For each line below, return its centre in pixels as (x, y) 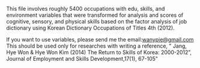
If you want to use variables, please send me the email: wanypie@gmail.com (100, 39)
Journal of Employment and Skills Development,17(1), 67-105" (82, 59)
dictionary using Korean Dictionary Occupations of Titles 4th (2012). (91, 28)
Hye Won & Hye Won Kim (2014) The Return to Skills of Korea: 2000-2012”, (99, 52)
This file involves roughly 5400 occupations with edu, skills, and (86, 9)
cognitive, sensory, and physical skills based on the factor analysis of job (97, 21)
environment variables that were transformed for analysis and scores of (95, 15)
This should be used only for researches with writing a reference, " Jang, (97, 46)
